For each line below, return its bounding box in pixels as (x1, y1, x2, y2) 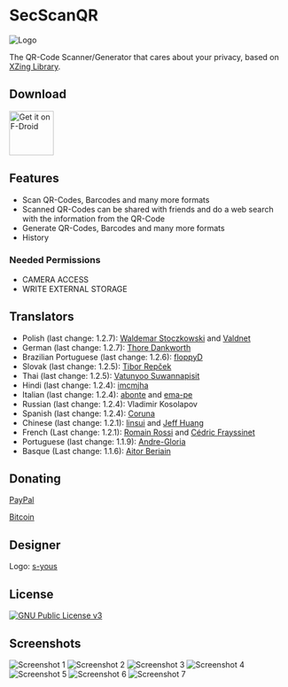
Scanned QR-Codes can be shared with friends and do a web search (21, 204, 274, 214)
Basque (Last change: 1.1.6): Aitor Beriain (21, 445, 171, 456)
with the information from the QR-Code (21, 213, 166, 224)
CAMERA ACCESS (21, 274, 90, 284)
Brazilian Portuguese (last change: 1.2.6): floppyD (21, 351, 204, 362)
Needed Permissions (9, 254, 101, 266)
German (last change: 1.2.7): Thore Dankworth (21, 342, 191, 352)
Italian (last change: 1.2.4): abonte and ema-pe (21, 389, 193, 399)
